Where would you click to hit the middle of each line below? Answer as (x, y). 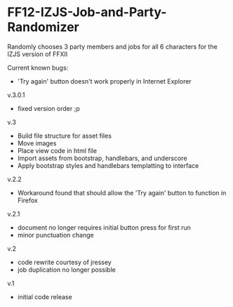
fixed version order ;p (48, 108)
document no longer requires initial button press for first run (104, 227)
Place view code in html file (57, 150)
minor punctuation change (55, 235)
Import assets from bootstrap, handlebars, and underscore (102, 158)
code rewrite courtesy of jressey (65, 262)
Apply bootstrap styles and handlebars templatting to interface (108, 165)
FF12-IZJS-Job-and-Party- (87, 12)
